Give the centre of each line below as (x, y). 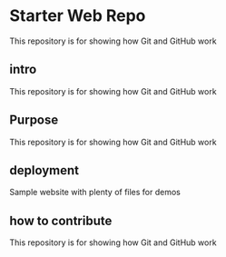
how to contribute (61, 220)
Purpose (34, 120)
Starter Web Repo (78, 16)
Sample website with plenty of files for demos (95, 193)
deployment (44, 170)
